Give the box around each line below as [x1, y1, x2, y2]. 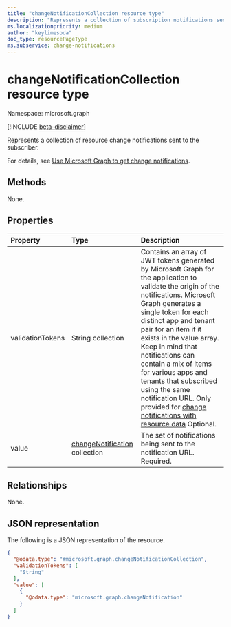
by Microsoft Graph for [140, 264, 214, 274]
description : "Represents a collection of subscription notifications [7, 17, 214, 23]
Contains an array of [140, 247, 207, 256]
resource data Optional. [140, 419, 217, 429]
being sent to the [140, 439, 196, 449]
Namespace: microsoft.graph [7, 109, 90, 117]
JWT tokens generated [140, 256, 215, 265]
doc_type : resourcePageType [7, 36, 88, 43]
